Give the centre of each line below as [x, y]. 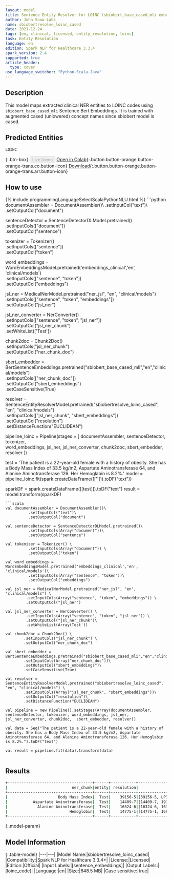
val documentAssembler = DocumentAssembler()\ [56, 509]
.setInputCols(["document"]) [35, 226]
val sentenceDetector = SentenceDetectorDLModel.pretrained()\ [74, 526]
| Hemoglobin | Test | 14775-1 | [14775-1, [82, 811]
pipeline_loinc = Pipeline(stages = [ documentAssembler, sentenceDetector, [85, 436]
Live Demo [42, 160]
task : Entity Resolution [32, 39]
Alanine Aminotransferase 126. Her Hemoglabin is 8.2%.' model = [74, 474]
